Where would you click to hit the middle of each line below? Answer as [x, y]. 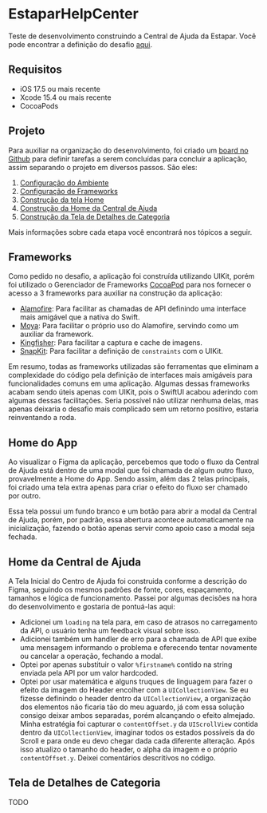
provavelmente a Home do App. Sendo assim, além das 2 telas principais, [129, 479]
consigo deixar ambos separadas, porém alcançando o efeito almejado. [137, 715]
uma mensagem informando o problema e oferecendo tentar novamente [138, 647]
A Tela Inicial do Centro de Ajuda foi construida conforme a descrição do [128, 581]
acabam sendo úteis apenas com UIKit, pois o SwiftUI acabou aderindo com [133, 392]
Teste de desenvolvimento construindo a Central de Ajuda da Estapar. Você [132, 36]
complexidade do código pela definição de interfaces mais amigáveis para [130, 375]
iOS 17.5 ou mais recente [60, 89]
